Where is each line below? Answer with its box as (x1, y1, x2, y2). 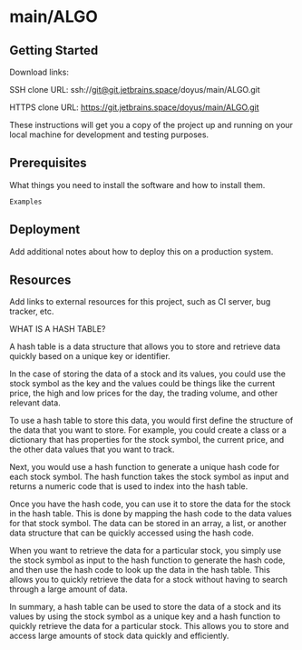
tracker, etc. (9, 306, 54, 317)
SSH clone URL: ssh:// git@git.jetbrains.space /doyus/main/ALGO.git (9, 85, 260, 95)
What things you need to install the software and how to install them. (9, 179, 266, 190)
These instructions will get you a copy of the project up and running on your (9, 120, 293, 130)
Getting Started (9, 43, 99, 58)
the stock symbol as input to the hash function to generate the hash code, (9, 555, 286, 565)
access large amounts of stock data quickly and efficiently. (9, 630, 229, 642)
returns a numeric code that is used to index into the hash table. (9, 481, 248, 492)
